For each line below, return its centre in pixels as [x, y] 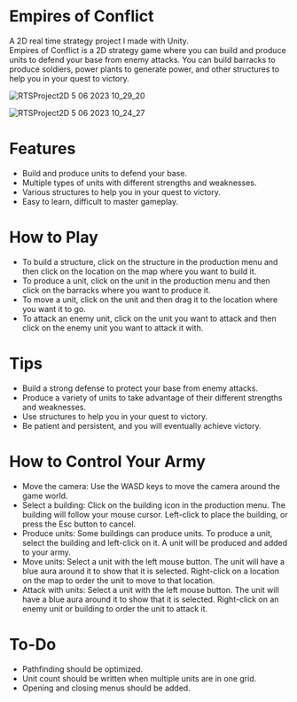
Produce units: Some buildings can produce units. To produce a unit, [147, 533]
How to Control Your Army [108, 461]
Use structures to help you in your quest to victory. [115, 416]
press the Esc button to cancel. [79, 524]
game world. [45, 495]
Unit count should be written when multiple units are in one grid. [139, 678]
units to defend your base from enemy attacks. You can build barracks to [143, 59]
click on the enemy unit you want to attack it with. [113, 328]
